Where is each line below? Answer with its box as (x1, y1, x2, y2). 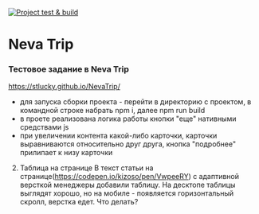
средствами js (19, 123, 69, 132)
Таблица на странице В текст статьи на (19, 163, 154, 173)
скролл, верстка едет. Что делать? (19, 197, 139, 207)
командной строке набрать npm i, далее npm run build (19, 106, 206, 115)
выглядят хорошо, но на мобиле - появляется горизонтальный (19, 189, 233, 198)
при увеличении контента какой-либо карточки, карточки (19, 131, 218, 141)
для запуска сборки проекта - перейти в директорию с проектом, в (19, 97, 252, 107)
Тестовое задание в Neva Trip (8, 64, 130, 75)
